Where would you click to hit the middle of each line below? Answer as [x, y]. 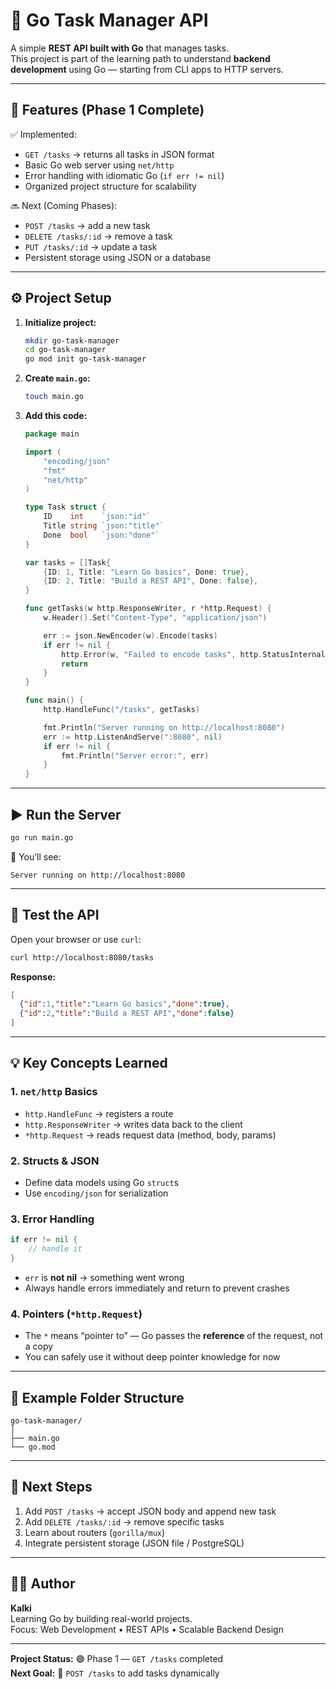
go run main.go [42, 838]
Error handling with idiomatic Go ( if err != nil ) [124, 175]
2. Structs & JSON [55, 1161]
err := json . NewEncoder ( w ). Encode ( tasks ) [130, 635]
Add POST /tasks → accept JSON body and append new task [150, 1511]
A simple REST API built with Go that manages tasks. [120, 48]
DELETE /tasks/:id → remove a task [98, 236]
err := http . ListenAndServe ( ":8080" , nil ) [133, 737]
